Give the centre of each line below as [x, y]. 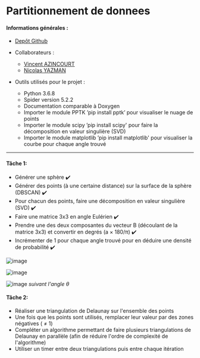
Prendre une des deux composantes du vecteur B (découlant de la [96, 225]
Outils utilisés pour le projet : [50, 82]
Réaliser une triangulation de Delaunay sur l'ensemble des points [94, 310]
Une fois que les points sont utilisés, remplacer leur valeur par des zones [104, 317]
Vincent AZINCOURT [49, 64]
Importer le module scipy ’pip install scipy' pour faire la [91, 125]
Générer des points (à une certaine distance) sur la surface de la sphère [103, 185]
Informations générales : [37, 27]
